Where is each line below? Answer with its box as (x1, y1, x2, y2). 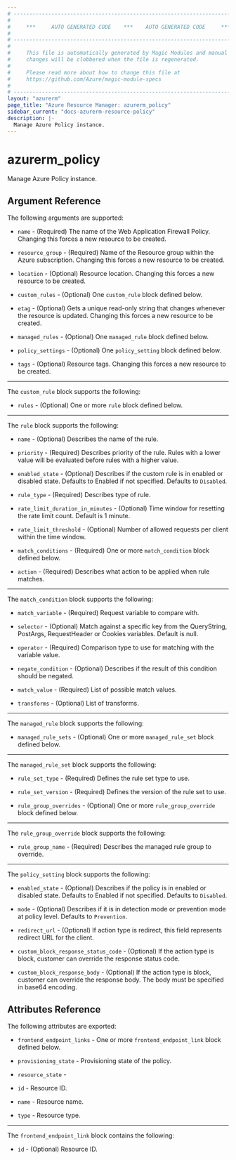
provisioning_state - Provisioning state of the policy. (17, 1057, 172, 1065)
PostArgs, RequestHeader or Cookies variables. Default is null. (17, 630, 199, 638)
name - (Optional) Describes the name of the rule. (17, 435, 159, 443)
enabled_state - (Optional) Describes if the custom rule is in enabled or (17, 470, 223, 478)
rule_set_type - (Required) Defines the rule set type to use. (17, 774, 190, 783)
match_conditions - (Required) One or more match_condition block (17, 546, 209, 555)
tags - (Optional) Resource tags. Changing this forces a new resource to (17, 360, 226, 369)
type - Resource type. (17, 1111, 81, 1120)
